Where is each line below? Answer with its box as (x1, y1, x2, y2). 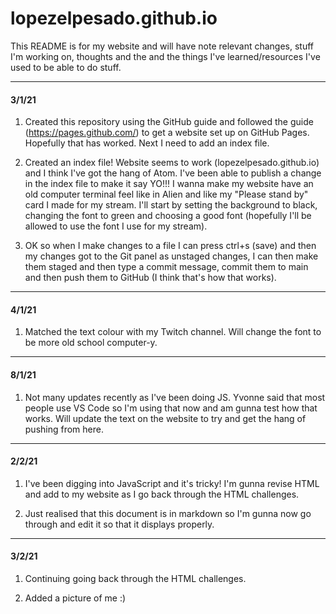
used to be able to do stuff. (10, 61, 122, 73)
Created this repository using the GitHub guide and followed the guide (24, 116, 314, 128)
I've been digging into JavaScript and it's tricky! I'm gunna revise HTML (24, 477, 320, 489)
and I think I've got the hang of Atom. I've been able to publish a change (24, 167, 322, 179)
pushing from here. (24, 423, 104, 435)
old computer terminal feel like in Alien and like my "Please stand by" (24, 188, 309, 201)
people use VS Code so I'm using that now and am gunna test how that (24, 402, 318, 414)
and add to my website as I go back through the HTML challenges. (24, 488, 300, 500)
